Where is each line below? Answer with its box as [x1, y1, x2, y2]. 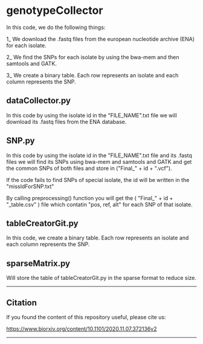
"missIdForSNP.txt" [6, 183, 54, 190]
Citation [6, 297, 37, 308]
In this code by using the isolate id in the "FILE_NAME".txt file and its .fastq [6, 152, 192, 159]
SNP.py [6, 135, 35, 146]
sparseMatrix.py [6, 258, 71, 268]
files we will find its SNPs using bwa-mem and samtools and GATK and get [6, 158, 192, 165]
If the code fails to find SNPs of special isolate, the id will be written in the [6, 176, 190, 183]
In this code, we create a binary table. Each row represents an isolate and [6, 234, 189, 242]
